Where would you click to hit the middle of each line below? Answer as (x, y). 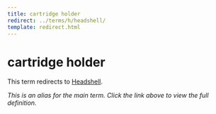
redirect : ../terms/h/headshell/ (57, 21)
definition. (22, 103)
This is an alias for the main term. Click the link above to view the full (108, 96)
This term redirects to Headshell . (55, 81)
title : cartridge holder (44, 14)
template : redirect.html (44, 27)
